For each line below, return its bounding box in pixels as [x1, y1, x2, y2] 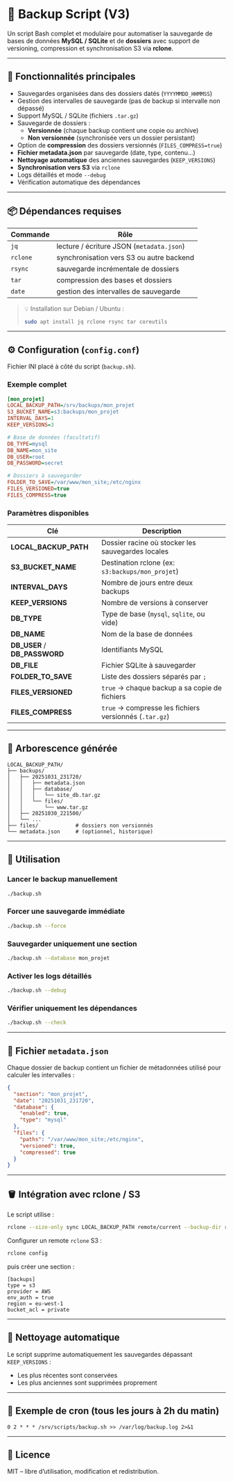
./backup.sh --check [7, 1019, 67, 1026]
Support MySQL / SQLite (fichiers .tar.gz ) [17, 111, 139, 120]
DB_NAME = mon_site [7, 446, 58, 454]
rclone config [7, 1250, 49, 1257]
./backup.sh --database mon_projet [7, 954, 110, 962]
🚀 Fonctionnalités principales [7, 71, 136, 83]
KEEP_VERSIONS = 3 [7, 421, 54, 428]
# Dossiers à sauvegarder [7, 472, 82, 479]
